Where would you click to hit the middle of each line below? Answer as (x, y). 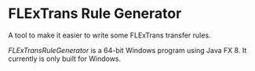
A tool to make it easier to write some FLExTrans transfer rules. (109, 35)
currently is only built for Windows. (65, 59)
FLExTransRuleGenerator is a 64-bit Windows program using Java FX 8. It (127, 50)
